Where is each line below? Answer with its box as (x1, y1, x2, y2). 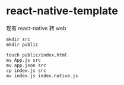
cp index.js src (6, 67, 46, 74)
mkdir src (6, 36, 31, 42)
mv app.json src (6, 62, 46, 68)
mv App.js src (6, 57, 42, 63)
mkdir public (6, 42, 39, 48)
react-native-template (6, 4, 119, 18)
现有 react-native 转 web (6, 24, 66, 32)
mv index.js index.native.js (6, 73, 78, 78)
